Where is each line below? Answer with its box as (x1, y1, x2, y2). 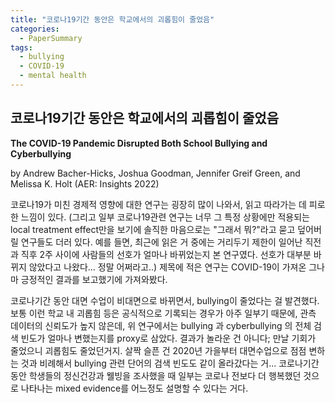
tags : (10, 42, 33, 53)
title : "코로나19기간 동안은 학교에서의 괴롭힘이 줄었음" (10, 14, 215, 25)
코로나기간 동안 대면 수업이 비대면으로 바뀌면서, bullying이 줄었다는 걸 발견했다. (10, 294, 320, 306)
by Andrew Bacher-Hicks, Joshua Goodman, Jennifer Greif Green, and (10, 167, 301, 179)
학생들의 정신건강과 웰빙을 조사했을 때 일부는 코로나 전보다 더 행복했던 (28, 369, 302, 381)
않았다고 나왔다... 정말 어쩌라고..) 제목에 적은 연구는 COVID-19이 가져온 (28, 261, 307, 273)
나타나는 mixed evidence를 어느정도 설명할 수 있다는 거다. (20, 382, 249, 394)
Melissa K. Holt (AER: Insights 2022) (10, 177, 160, 190)
